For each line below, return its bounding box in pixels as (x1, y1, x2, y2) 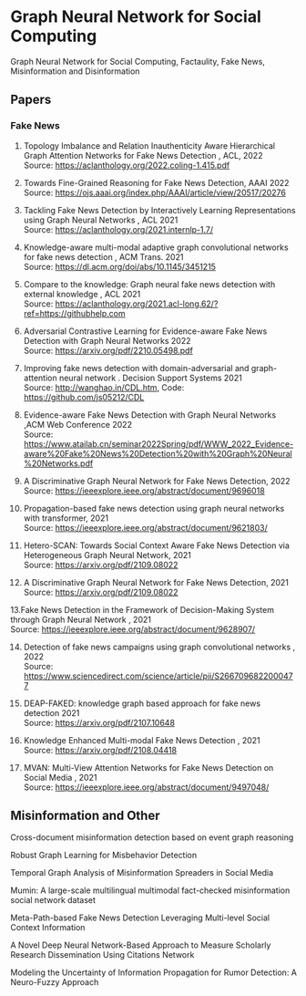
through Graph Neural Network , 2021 (10, 614, 151, 625)
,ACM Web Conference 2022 (23, 419, 133, 430)
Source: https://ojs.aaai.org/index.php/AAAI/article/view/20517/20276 (23, 187, 286, 198)
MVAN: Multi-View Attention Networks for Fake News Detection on (23, 762, 274, 773)
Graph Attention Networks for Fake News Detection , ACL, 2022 (23, 150, 263, 161)
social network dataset (10, 895, 97, 906)
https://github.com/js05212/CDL (23, 391, 145, 402)
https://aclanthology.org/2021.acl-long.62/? (55, 298, 219, 309)
